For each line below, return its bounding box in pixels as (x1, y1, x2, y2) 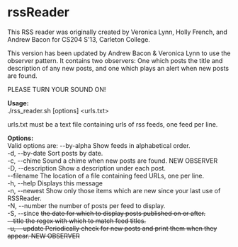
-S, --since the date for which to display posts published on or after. (7, 209, 206, 217)
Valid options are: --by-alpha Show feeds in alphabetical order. (7, 141, 191, 149)
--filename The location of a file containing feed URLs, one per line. (7, 171, 204, 180)
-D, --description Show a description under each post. (7, 163, 166, 172)
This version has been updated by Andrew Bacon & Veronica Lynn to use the (7, 49, 231, 57)
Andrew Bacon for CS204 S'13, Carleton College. (7, 35, 151, 43)
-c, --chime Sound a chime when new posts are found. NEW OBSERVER (7, 156, 218, 165)
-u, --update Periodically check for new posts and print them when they (7, 224, 217, 232)
